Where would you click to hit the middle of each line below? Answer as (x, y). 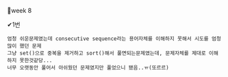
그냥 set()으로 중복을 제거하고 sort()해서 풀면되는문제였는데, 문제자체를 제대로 (107, 53)
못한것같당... (36, 61)
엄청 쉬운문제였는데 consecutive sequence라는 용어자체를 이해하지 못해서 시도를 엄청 (114, 39)
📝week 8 (20, 11)
